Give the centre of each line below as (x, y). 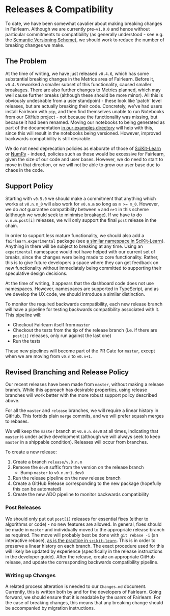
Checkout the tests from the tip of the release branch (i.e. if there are (85, 330)
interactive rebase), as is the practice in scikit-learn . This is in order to (80, 540)
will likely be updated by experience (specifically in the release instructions (84, 551)
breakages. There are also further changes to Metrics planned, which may (83, 90)
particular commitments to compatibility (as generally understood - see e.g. (84, 34)
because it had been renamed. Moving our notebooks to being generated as (85, 122)
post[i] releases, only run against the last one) (62, 336)
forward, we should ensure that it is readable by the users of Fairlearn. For (83, 597)
